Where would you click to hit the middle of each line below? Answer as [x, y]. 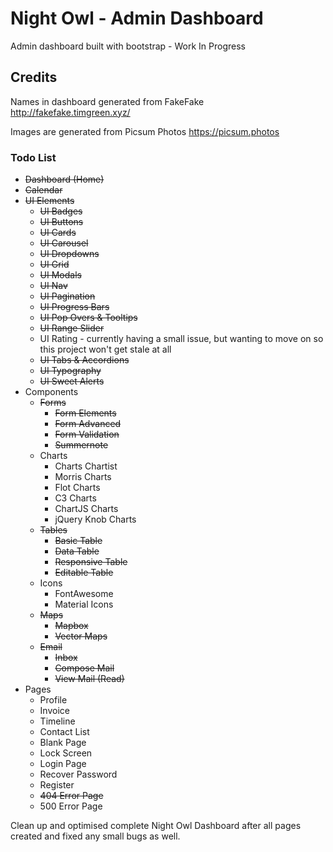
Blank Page [63, 743]
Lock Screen [66, 753]
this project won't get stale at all [105, 349]
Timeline [57, 721]
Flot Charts [77, 488]
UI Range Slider [72, 328]
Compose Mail [84, 668]
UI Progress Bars [74, 307]
